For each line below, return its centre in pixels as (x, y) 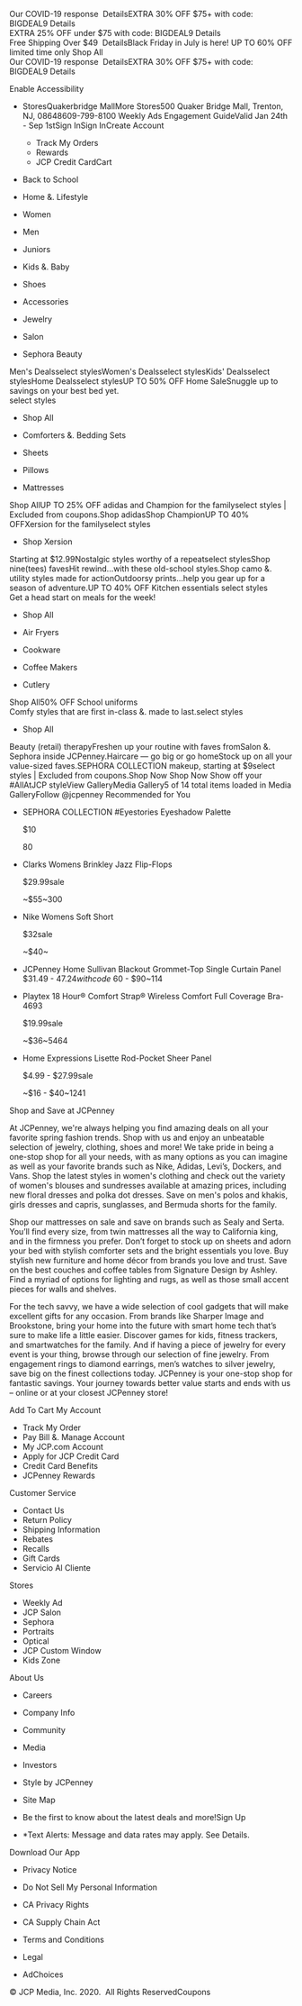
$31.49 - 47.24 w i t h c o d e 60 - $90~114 (93, 979)
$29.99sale (43, 882)
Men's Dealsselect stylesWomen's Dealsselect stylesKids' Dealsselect (140, 371)
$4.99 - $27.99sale (58, 1076)
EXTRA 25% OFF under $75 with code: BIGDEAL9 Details (115, 33)
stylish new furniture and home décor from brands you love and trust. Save (148, 1260)
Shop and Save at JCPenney (62, 1110)
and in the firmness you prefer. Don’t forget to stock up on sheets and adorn (151, 1241)
